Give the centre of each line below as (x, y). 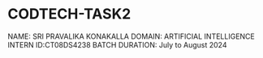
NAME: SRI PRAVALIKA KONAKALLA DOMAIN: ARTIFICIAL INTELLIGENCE (131, 36)
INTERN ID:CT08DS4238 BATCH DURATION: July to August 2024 (117, 44)
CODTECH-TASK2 (69, 14)
